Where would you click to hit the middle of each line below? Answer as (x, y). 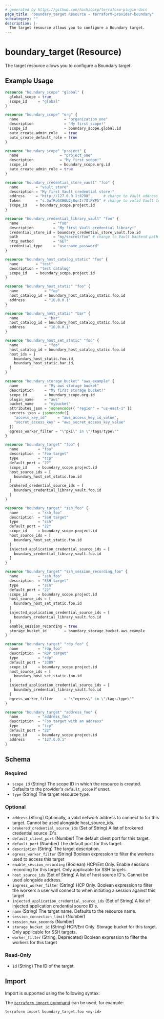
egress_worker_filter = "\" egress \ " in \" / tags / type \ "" (72, 699)
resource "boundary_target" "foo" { (42, 445)
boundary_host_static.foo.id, (45, 359)
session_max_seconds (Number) (43, 922)
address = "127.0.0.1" (38, 739)
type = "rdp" (31, 658)
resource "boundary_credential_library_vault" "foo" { (62, 218)
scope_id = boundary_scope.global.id (65, 128)
